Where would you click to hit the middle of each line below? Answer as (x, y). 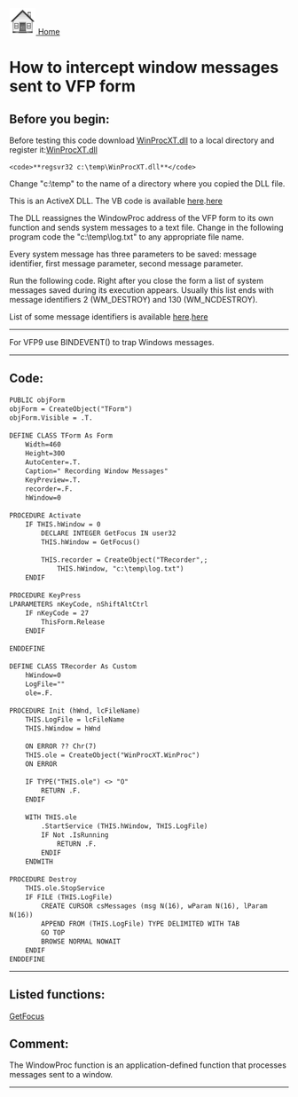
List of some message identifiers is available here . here (109, 317)
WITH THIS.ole (51, 817)
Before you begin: (59, 119)
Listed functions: (57, 994)
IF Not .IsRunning (75, 835)
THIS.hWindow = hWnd (63, 728)
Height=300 (45, 453)
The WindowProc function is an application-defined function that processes (148, 1065)
